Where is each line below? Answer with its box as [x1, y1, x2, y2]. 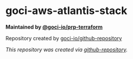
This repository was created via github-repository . [5, 46, 128, 53]
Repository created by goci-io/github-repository [5, 34, 122, 41]
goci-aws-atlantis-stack [5, 4, 128, 18]
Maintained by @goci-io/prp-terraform [5, 23, 103, 30]
